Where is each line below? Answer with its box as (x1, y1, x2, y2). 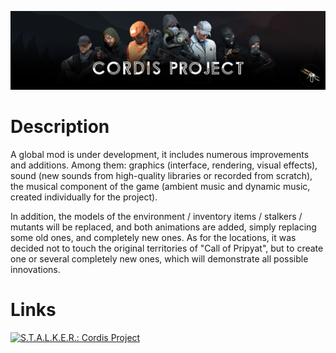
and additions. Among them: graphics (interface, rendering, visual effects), (10, 159, 318, 171)
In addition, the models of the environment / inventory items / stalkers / (10, 210, 303, 222)
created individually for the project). (10, 191, 158, 203)
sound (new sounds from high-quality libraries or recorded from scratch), (10, 169, 313, 181)
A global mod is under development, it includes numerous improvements (10, 148, 310, 160)
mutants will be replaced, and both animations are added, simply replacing (10, 221, 317, 233)
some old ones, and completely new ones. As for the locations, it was (10, 231, 297, 243)
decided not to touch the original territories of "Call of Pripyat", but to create (10, 242, 324, 254)
